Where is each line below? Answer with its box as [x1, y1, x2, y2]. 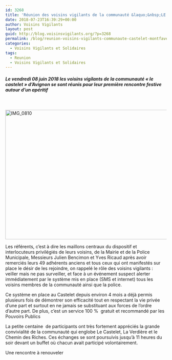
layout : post [5, 27, 33, 32]
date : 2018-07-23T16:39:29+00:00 [5, 17, 77, 22]
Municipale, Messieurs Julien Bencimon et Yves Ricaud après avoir [5, 254, 147, 261]
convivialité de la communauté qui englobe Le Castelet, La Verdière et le [5, 329, 158, 335]
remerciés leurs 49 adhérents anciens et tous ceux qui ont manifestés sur [5, 260, 161, 266]
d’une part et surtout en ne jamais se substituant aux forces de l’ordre [5, 303, 152, 309]
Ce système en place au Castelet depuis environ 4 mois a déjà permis [5, 292, 153, 298]
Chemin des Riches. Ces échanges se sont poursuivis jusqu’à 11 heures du [5, 334, 162, 341]
